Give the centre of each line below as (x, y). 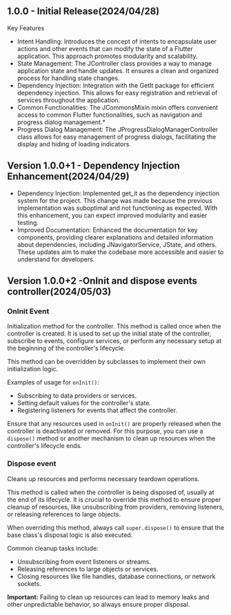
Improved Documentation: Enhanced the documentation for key (107, 230)
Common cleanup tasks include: (53, 548)
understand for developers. (56, 259)
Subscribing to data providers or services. (77, 396)
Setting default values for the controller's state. (84, 403)
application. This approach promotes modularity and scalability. (107, 56)
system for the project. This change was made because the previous (114, 200)
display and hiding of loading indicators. (74, 144)
